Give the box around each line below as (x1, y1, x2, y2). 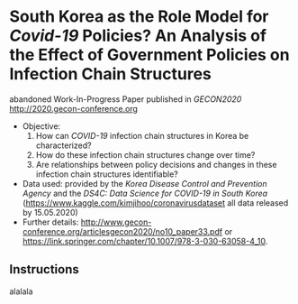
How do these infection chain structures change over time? (35, 149, 256, 160)
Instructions (9, 262, 79, 277)
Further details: (22, 216, 79, 227)
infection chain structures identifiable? (35, 169, 178, 180)
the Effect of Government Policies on (9, 45, 290, 65)
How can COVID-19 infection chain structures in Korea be (35, 130, 249, 141)
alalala (9, 286, 33, 297)
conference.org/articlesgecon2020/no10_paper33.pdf (22, 226, 223, 236)
